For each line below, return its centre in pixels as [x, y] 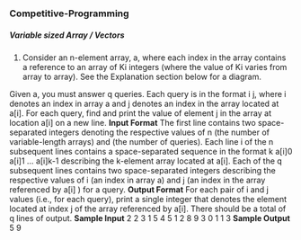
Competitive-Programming [69, 13]
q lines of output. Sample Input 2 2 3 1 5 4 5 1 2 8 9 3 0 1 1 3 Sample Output [150, 218]
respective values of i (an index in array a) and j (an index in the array [137, 180]
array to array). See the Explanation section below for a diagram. [142, 76]
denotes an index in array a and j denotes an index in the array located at [144, 103]
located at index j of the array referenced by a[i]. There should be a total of [148, 209]
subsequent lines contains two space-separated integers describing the [142, 170]
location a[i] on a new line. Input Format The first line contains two [133, 122]
